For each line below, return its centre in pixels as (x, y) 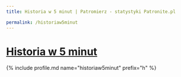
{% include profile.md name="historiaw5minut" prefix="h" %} (81, 68)
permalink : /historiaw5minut (42, 22)
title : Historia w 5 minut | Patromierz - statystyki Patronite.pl (91, 12)
